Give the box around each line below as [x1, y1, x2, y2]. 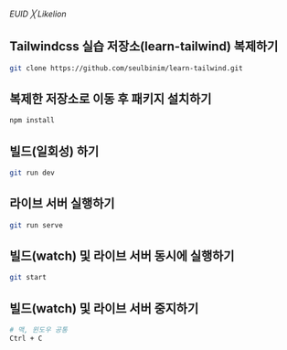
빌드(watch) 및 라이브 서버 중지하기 [9, 301, 199, 316]
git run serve [9, 220, 64, 229]
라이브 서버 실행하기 [9, 196, 115, 211]
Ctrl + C [9, 334, 43, 343]
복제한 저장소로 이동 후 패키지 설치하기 [9, 90, 212, 106]
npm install [9, 116, 55, 125]
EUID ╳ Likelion [9, 8, 67, 19]
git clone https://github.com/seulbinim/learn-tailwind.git [9, 63, 244, 73]
